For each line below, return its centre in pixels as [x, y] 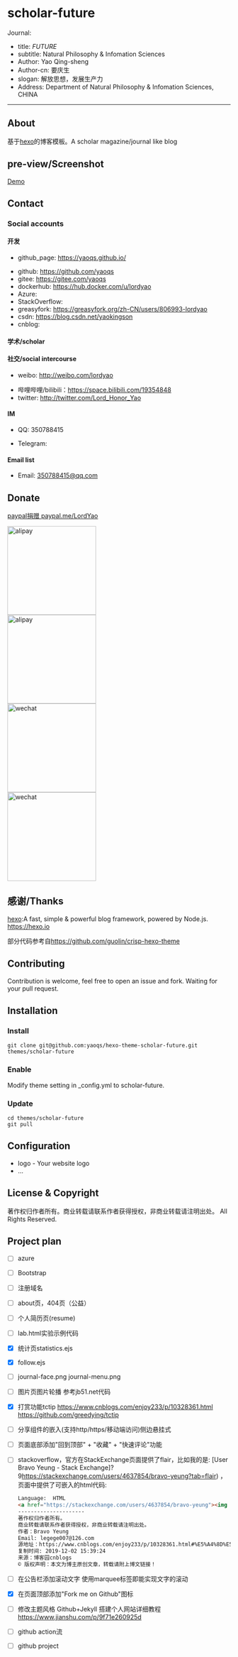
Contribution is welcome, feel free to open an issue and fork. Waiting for [113, 981]
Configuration [39, 1146]
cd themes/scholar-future [45, 1118]
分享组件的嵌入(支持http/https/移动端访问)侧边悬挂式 [94, 1430]
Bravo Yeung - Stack [48, 1468]
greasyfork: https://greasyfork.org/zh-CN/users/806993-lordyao [112, 309]
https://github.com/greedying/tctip [68, 1415]
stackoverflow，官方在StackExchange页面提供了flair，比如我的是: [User [123, 1460]
